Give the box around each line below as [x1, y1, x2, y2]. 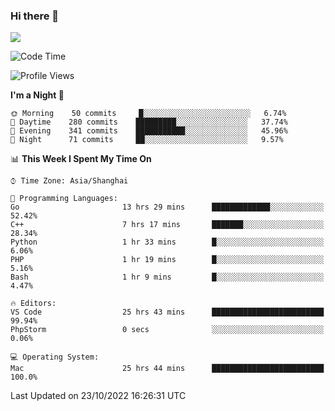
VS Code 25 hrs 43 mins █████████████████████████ [10, 307, 325, 318]
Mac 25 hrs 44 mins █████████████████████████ [10, 364, 325, 374]
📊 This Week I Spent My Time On [10, 153, 152, 165]
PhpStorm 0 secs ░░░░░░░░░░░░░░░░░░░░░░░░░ [10, 325, 325, 335]
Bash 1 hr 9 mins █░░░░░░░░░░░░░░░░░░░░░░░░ [10, 272, 325, 283]
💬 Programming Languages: [10, 194, 118, 204]
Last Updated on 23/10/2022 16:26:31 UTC [10, 390, 187, 402]
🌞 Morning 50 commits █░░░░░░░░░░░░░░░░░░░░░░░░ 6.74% [10, 109, 287, 119]
